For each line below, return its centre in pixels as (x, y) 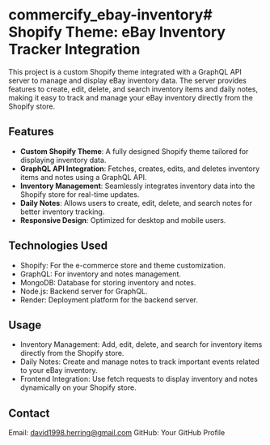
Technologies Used (58, 246)
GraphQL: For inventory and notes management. (101, 274)
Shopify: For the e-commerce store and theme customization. (123, 265)
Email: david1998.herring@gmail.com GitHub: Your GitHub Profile (117, 433)
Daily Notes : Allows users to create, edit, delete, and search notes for (136, 203)
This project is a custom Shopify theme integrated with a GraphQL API (125, 71)
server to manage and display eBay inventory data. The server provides (127, 80)
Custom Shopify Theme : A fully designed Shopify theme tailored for (134, 151)
